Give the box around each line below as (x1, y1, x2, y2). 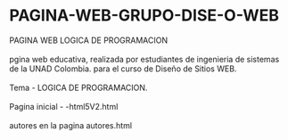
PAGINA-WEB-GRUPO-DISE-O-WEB (9, 5, 279, 26)
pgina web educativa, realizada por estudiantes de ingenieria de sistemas (9, 54, 280, 64)
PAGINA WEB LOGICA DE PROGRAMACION (9, 35, 169, 45)
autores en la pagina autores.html (9, 119, 132, 130)
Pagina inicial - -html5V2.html (9, 101, 119, 111)
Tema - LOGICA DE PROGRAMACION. (9, 82, 148, 93)
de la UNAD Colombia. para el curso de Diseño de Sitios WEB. (9, 63, 237, 74)
